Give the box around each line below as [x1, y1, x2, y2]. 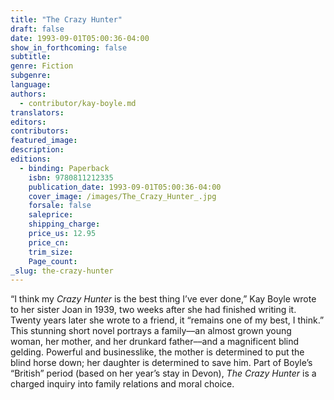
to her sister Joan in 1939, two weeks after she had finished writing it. [10, 304, 297, 316]
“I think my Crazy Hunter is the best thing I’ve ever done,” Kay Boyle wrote [10, 293, 317, 305]
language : [10, 80, 52, 90]
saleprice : [28, 210, 74, 220]
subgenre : [10, 71, 52, 81]
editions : [10, 154, 52, 164]
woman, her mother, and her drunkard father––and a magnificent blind [10, 336, 300, 348]
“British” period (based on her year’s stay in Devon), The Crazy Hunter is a [10, 367, 317, 380]
